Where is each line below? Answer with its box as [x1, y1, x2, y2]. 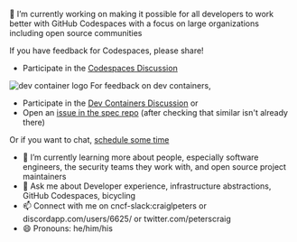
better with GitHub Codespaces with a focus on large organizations [9, 18, 260, 29]
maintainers [22, 172, 67, 181]
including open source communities [9, 28, 143, 38]
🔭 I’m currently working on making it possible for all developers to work [9, 9, 274, 19]
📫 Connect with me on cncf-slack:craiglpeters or [22, 200, 208, 211]
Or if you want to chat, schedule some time [9, 135, 170, 144]
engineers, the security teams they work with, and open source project [22, 162, 287, 172]
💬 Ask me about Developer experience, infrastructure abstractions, [22, 181, 272, 191]
